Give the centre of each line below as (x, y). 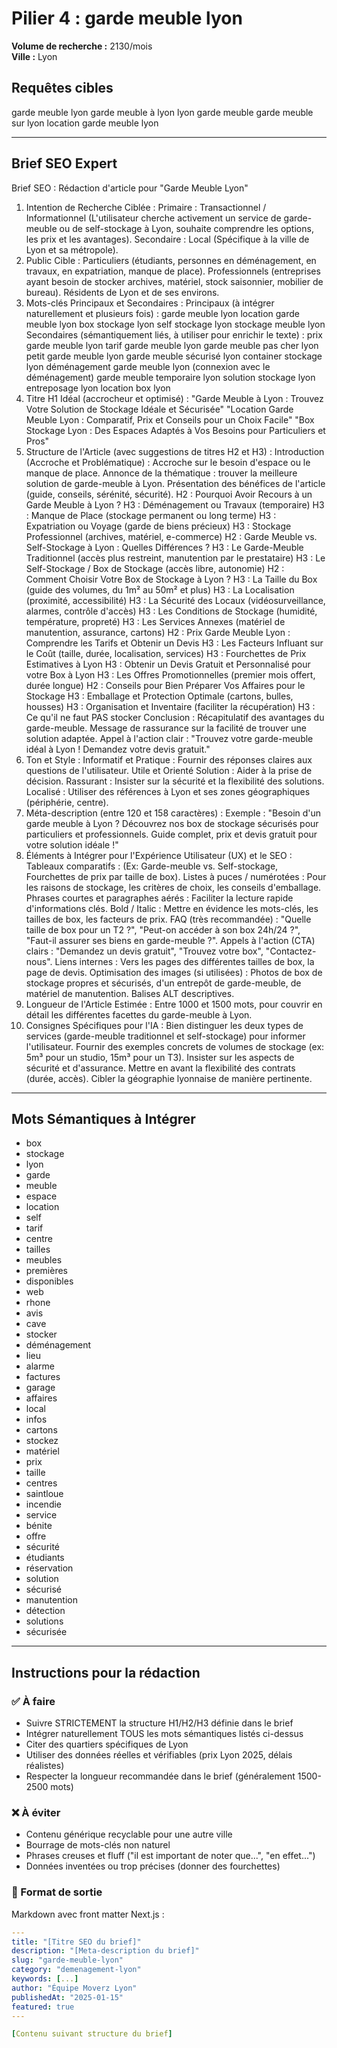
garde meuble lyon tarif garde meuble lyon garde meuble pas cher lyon (172, 345)
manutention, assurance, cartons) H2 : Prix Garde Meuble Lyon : (158, 632)
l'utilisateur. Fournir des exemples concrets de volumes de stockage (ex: (175, 1046)
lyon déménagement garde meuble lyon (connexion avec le (148, 366)
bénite (39, 1526)
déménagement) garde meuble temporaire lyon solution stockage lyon (170, 377)
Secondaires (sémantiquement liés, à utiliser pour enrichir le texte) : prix (174, 334)
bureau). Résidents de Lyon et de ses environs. (122, 292)
